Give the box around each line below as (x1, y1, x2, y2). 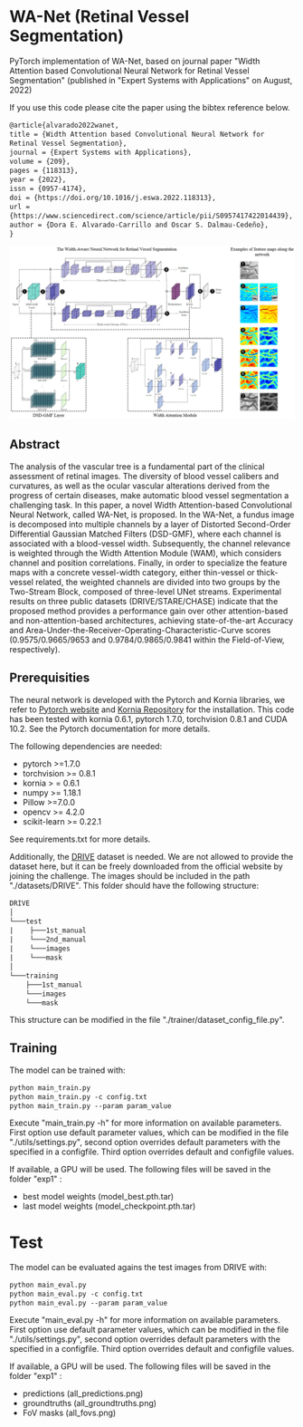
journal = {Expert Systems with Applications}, (9, 148, 193, 157)
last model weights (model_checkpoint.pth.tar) (22, 1200, 196, 1211)
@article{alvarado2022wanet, (9, 121, 119, 130)
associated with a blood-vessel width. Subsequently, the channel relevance (9, 537, 291, 549)
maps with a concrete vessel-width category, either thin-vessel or (9, 566, 255, 577)
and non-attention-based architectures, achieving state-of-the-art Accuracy (9, 614, 294, 626)
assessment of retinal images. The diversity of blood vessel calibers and (9, 470, 279, 481)
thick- (256, 566, 279, 577)
